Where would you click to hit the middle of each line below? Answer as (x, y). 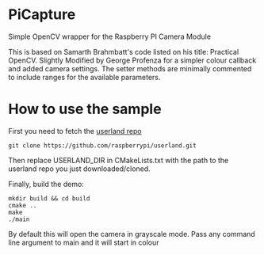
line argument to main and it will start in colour (84, 242)
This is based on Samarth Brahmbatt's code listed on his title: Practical (124, 51)
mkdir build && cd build (49, 198)
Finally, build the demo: (46, 184)
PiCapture (42, 15)
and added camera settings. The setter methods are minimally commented (130, 68)
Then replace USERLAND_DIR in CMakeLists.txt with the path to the (119, 160)
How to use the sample (85, 109)
